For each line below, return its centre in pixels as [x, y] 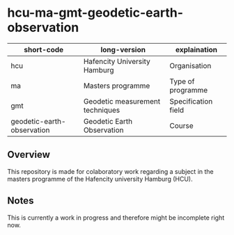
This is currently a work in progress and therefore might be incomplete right [116, 218]
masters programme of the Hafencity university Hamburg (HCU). [100, 179]
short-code [44, 49]
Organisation [190, 65]
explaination [196, 49]
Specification [191, 101]
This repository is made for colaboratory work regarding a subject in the [110, 171]
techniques [102, 110]
